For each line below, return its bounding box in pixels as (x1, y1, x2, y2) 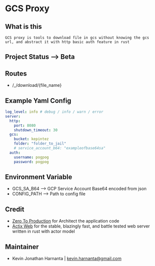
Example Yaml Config (5, 96, 72, 105)
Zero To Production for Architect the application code (12, 218, 119, 224)
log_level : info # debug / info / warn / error (5, 109, 104, 115)
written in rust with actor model (12, 228, 75, 234)
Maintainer (5, 243, 39, 251)
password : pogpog (14, 159, 49, 164)
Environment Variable (5, 173, 72, 181)
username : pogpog (14, 155, 49, 160)
